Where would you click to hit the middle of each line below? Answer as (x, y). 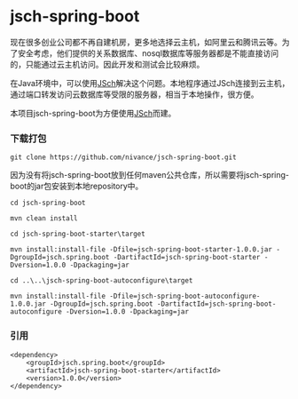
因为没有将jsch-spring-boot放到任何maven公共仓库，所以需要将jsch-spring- (149, 175)
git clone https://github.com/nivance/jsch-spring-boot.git (124, 157)
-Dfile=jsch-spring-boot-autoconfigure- (184, 296)
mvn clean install (44, 219)
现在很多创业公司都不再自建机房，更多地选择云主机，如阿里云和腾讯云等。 (146, 42)
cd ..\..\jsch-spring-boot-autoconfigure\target (102, 281)
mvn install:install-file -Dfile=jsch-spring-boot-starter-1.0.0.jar (141, 250)
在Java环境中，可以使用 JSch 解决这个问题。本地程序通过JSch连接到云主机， (150, 83)
